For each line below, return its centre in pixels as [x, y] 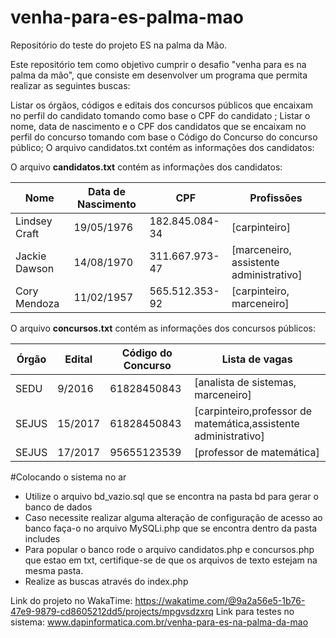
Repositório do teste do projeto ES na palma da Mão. [119, 45]
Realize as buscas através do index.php [106, 581]
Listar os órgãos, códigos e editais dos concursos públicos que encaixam [161, 105]
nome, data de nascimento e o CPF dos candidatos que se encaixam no [158, 126]
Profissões [276, 198]
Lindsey [34, 221]
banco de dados [58, 507]
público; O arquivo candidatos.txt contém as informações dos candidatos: [162, 147]
